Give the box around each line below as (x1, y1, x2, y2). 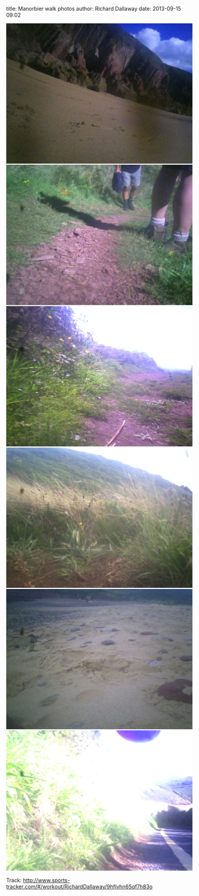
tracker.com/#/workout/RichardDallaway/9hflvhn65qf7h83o (6, 883, 153, 890)
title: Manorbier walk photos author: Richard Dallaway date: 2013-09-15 (6, 5, 182, 12)
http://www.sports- (23, 877, 70, 883)
